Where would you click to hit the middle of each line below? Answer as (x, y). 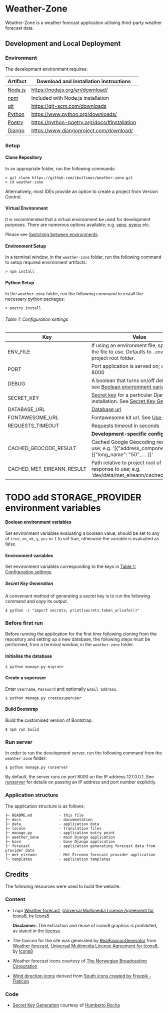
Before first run (24, 623)
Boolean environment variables (38, 522)
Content (15, 899)
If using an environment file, (124, 345)
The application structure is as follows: (45, 806)
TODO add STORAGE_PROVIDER (73, 497)
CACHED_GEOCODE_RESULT (42, 448)
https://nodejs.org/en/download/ (69, 90)
